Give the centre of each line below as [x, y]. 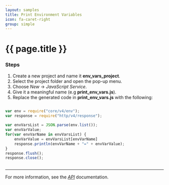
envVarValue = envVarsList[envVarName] [56, 139]
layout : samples [22, 10]
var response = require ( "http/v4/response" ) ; [54, 116]
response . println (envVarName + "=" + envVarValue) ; [69, 144]
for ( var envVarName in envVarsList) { [46, 134]
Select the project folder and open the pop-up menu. [67, 81]
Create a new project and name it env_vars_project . [66, 76]
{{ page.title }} [36, 49]
